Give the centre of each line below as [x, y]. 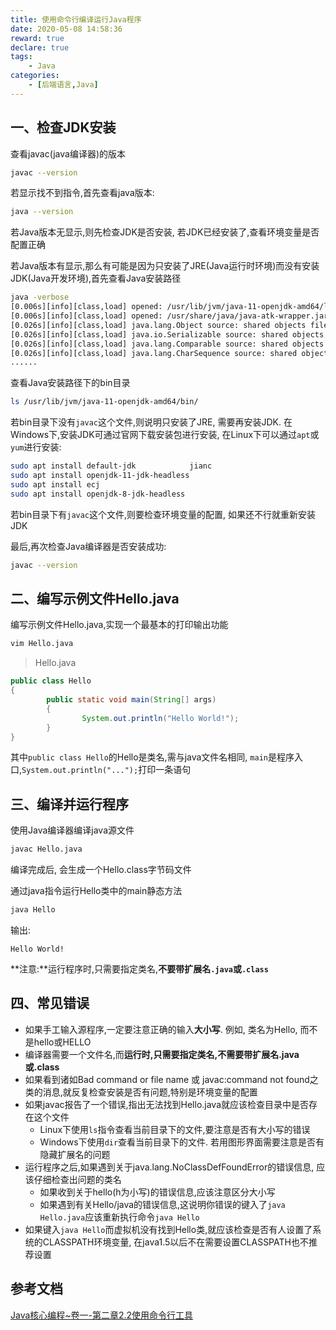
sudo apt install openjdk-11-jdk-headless [100, 476]
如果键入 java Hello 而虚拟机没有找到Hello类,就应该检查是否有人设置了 [168, 1229]
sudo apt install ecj [55, 484]
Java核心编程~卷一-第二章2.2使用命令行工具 [102, 1315]
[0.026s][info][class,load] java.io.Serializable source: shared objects [167, 334]
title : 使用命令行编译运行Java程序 [76, 19]
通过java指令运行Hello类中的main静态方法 [96, 891]
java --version [42, 212]
